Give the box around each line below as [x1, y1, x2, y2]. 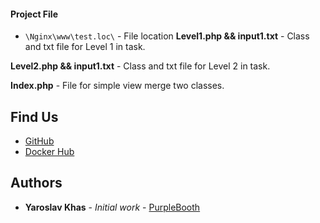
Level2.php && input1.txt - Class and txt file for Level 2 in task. [10, 60, 271, 72]
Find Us [10, 108, 59, 125]
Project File [10, 8, 58, 20]
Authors [10, 175, 63, 192]
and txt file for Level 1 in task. [24, 41, 146, 53]
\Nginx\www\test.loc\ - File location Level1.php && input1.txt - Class [24, 30, 310, 42]
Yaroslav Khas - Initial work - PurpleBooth [24, 201, 201, 213]
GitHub [24, 135, 55, 147]
